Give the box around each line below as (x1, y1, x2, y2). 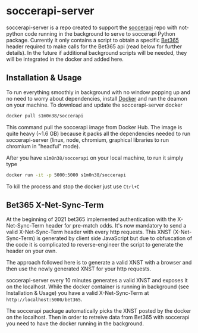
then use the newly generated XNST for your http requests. (6, 265, 152, 272)
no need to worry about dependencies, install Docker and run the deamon (6, 95, 187, 102)
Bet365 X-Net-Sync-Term (6, 200, 104, 210)
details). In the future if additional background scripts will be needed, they (6, 49, 187, 56)
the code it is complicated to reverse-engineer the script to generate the (6, 241, 183, 248)
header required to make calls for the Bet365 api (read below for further (6, 43, 183, 50)
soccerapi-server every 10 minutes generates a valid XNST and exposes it (6, 277, 188, 284)
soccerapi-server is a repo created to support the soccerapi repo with (6, 24, 178, 31)
